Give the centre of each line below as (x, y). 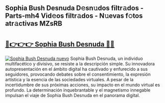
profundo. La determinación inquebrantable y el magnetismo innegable (78, 90)
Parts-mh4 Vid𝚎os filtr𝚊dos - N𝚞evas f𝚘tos (74, 16)
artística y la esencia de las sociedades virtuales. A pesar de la (69, 79)
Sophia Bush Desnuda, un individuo (107, 58)
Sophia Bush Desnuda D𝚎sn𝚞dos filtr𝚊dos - (74, 8)
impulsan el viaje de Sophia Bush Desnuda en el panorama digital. (73, 95)
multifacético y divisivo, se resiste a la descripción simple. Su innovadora (80, 64)
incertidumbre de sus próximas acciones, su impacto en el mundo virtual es (82, 85)
